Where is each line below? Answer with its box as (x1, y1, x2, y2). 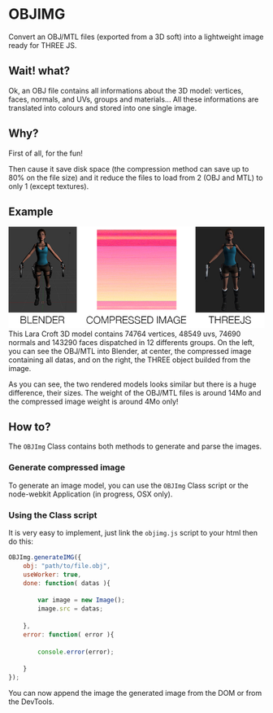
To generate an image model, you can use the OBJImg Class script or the (8, 480, 249, 490)
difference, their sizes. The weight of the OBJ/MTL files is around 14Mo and (8, 387, 262, 397)
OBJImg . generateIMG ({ (8, 553, 82, 562)
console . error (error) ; (37, 648, 115, 656)
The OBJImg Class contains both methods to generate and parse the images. (8, 441, 262, 452)
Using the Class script (8, 510, 97, 521)
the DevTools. (8, 697, 54, 706)
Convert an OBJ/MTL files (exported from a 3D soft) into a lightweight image (8, 32, 264, 42)
